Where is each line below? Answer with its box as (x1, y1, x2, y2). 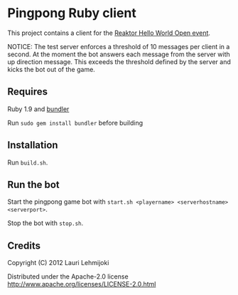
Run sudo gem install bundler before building (7, 118, 144, 127)
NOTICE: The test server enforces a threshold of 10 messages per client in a (7, 42, 230, 51)
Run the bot (7, 178, 60, 190)
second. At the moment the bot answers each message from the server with (7, 50, 231, 58)
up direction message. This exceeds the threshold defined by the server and (7, 57, 231, 66)
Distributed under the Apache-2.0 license (7, 272, 129, 281)
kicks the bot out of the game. (7, 65, 96, 73)
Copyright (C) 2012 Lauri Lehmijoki (7, 259, 109, 267)
